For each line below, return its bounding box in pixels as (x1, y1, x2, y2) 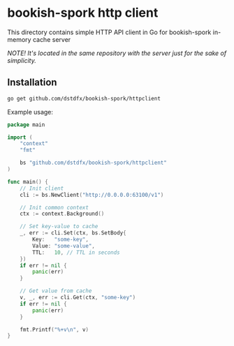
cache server (32, 35, 71, 43)
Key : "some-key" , (32, 236, 89, 243)
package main (7, 121, 45, 128)
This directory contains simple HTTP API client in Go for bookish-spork (7, 28, 212, 36)
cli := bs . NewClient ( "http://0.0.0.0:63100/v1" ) (20, 191, 164, 198)
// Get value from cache (20, 287, 92, 294)
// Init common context (20, 204, 89, 211)
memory (7, 35, 31, 43)
